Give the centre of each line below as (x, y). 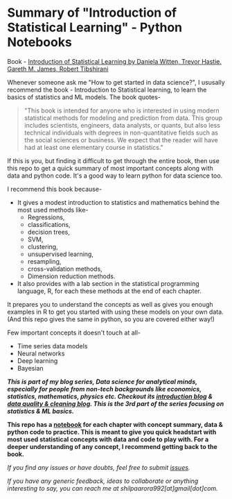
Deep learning (37, 361)
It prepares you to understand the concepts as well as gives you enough (110, 304)
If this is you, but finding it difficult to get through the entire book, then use (113, 160)
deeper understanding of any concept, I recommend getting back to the (113, 446)
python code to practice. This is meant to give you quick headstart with (112, 432)
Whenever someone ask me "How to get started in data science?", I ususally (116, 82)
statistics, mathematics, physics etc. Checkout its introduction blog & (110, 396)
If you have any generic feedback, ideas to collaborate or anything (103, 481)
